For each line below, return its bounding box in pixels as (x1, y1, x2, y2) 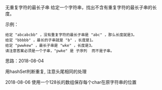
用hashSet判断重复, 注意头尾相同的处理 (5, 68, 87, 74)
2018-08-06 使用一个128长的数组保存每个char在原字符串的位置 (5, 79, 137, 85)
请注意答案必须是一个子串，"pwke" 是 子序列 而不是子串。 (5, 48, 115, 53)
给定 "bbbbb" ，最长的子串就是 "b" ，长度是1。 (5, 38, 96, 43)
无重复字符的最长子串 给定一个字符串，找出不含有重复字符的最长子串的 (5, 5, 152, 10)
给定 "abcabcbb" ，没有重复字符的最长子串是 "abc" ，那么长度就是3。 (5, 32, 137, 37)
